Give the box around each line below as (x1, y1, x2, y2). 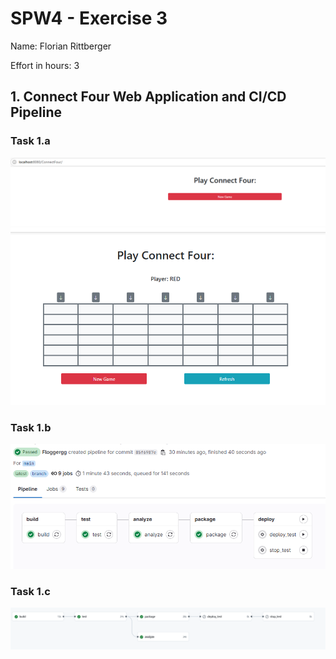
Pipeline (10, 104, 63, 121)
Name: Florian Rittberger (10, 40, 112, 52)
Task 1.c (10, 584, 51, 598)
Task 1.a (10, 134, 51, 148)
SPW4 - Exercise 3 (10, 7, 168, 30)
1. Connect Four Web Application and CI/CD (10, 88, 287, 106)
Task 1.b (10, 420, 52, 434)
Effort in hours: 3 (10, 59, 80, 71)
